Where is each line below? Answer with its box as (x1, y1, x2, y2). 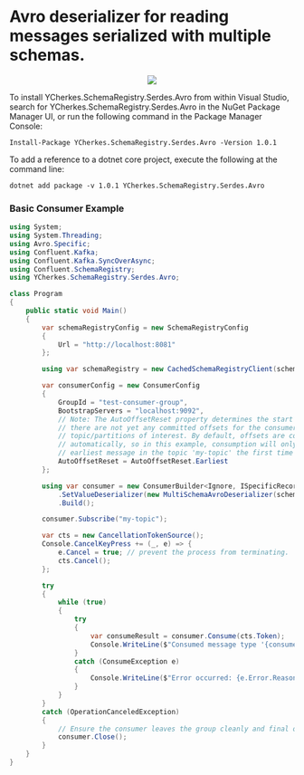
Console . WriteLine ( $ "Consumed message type (90, 640, 257, 649)
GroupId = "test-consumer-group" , (57, 397, 188, 407)
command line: (9, 163, 65, 174)
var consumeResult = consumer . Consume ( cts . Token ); (90, 631, 285, 640)
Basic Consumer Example (9, 202, 125, 215)
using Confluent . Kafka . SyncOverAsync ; (9, 256, 156, 265)
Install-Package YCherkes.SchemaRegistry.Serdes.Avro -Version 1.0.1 (9, 138, 278, 147)
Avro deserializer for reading (9, 6, 229, 27)
